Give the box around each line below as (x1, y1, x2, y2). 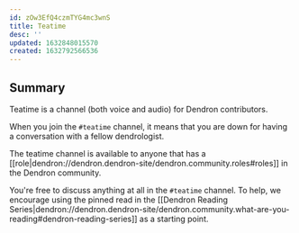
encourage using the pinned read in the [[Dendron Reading (9, 194, 228, 205)
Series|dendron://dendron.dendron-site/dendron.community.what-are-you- (9, 203, 290, 214)
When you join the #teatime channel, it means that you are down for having (9, 121, 288, 131)
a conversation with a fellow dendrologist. (9, 130, 165, 141)
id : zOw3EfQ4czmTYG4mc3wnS (9, 13, 111, 22)
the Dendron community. (9, 167, 102, 178)
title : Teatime (9, 22, 67, 31)
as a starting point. (139, 213, 209, 224)
